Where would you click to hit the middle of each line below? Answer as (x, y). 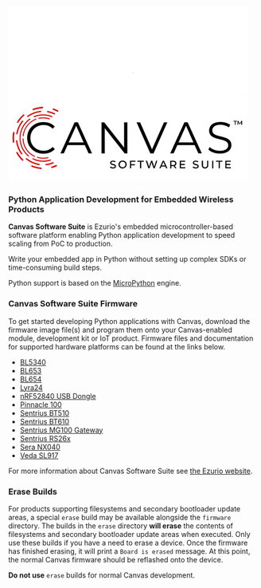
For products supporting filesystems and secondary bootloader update (125, 508)
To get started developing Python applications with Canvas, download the (129, 321)
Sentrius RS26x (45, 438)
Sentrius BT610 (45, 421)
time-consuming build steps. (55, 268)
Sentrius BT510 (45, 412)
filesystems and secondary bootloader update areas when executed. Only (129, 534)
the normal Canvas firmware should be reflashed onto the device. (116, 559)
